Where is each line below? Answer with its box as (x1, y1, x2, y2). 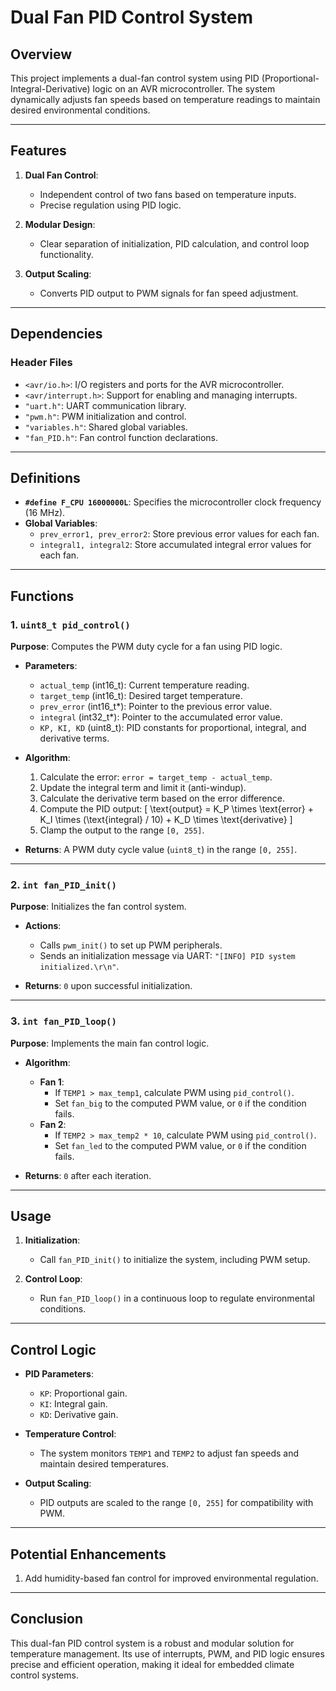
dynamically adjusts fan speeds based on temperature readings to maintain (10, 94, 321, 105)
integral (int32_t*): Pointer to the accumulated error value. (39, 711, 283, 723)
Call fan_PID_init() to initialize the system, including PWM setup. (39, 1254, 311, 1266)
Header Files (10, 356, 73, 370)
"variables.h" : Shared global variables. (24, 421, 188, 433)
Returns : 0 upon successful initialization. (24, 980, 193, 992)
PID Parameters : (24, 1368, 94, 1380)
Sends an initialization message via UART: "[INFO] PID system (39, 950, 296, 962)
